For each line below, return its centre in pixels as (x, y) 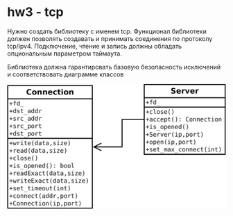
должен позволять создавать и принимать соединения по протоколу (110, 38)
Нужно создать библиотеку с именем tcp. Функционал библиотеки (107, 31)
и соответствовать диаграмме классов (66, 74)
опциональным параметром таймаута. (65, 53)
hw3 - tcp (35, 12)
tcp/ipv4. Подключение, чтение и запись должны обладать (95, 46)
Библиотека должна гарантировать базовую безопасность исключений (114, 67)
